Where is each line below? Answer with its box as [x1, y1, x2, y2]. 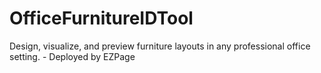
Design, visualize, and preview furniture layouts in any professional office [9, 40, 311, 52]
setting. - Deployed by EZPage [9, 50, 136, 62]
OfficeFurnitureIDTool [9, 7, 194, 30]
